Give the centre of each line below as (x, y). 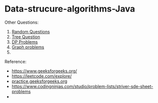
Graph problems (28, 47)
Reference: (16, 61)
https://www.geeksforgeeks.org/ (44, 71)
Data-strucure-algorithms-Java (70, 9)
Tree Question (26, 37)
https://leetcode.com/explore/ (42, 76)
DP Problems (25, 42)
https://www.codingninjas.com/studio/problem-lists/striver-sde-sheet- (82, 86)
